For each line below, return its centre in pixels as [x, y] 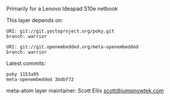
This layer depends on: [35, 20]
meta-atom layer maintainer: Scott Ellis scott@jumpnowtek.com [85, 90]
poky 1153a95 [23, 74]
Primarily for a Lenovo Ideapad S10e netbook [62, 9]
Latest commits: [26, 63]
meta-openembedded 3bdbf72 [40, 80]
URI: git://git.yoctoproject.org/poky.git [60, 31]
